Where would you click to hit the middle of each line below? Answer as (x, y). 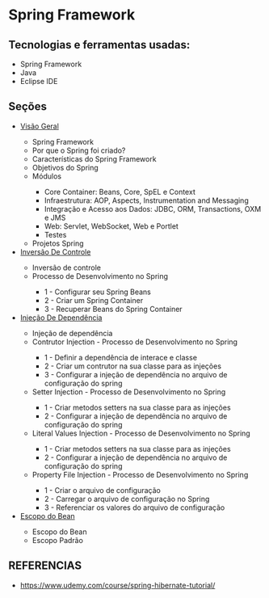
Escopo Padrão (57, 540)
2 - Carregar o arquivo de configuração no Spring (127, 499)
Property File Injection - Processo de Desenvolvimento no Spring (140, 474)
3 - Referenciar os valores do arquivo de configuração (134, 507)
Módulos (47, 176)
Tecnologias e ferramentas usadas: (99, 45)
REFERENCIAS (45, 566)
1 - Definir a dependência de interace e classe (121, 357)
